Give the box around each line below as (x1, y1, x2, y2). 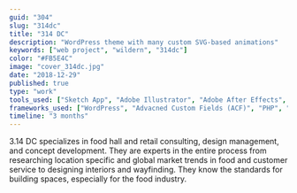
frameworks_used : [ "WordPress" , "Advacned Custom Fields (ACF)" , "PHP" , (9, 104, 283, 112)
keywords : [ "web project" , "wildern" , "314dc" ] (9, 46, 188, 55)
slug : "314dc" (9, 21, 62, 30)
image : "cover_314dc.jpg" (9, 63, 104, 72)
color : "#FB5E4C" (9, 54, 73, 63)
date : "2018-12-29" (9, 71, 81, 80)
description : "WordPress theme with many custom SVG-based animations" (9, 37, 278, 47)
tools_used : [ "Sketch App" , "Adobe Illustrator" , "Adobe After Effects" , (9, 95, 287, 104)
